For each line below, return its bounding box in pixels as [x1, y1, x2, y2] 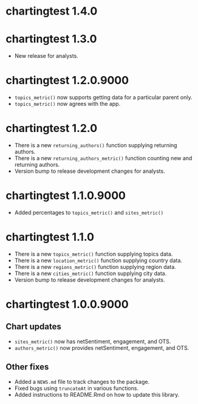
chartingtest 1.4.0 [5, 4, 98, 18]
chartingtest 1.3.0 [5, 32, 97, 46]
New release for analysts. [14, 52, 78, 60]
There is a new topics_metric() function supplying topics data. [14, 250, 173, 257]
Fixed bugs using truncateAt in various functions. [14, 385, 139, 392]
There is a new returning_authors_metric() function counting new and [14, 155, 193, 162]
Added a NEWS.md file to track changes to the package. [14, 378, 150, 385]
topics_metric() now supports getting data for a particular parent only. [14, 94, 193, 101]
